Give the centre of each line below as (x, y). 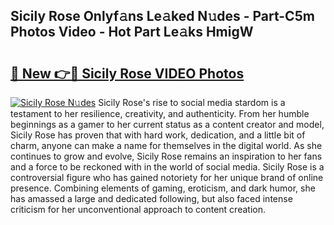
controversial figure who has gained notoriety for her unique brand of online (167, 177)
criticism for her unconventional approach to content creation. (138, 209)
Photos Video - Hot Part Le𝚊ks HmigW (132, 32)
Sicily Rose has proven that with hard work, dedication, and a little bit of (158, 135)
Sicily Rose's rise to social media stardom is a (192, 102)
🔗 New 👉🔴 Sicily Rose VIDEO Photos (127, 73)
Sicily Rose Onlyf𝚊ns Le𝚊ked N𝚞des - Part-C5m (162, 16)
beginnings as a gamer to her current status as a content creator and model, (167, 124)
